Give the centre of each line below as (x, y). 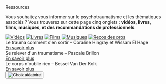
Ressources (18, 7)
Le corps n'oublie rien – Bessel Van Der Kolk (51, 64)
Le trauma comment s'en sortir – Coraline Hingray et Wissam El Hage (77, 42)
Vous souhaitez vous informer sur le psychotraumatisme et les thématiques (83, 17)
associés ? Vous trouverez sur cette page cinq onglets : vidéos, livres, (78, 22)
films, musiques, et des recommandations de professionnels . (70, 27)
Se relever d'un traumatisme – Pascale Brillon (52, 53)
